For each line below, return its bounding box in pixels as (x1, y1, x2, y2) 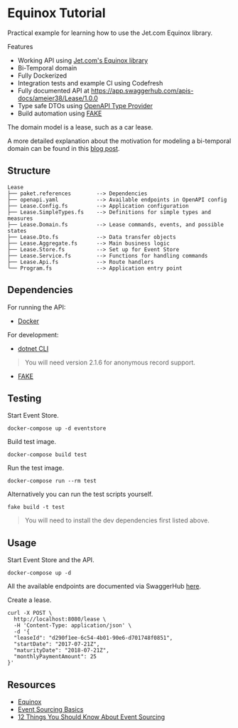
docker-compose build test (7, 451, 87, 458)
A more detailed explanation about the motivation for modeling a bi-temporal (7, 137, 232, 145)
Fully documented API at (17, 86, 90, 95)
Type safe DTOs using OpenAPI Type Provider (17, 101, 153, 110)
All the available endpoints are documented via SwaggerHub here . (7, 582, 201, 591)
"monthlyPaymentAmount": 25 (13, 653, 97, 660)
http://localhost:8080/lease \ (13, 616, 107, 623)
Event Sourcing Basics (17, 705, 84, 713)
